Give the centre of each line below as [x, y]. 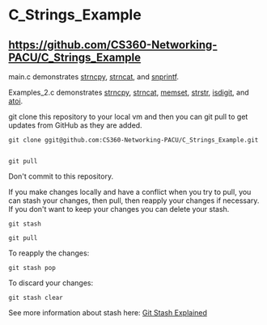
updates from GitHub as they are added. [76, 125]
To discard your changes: [51, 283]
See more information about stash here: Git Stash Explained [108, 312]
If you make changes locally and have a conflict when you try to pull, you [130, 192]
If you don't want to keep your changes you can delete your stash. [119, 209]
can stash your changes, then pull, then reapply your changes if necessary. [134, 200]
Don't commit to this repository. [61, 176]
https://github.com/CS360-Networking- [113, 45]
